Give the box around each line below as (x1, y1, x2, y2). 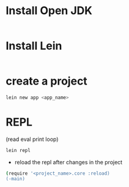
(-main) (6, 176, 26, 182)
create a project (6, 74, 88, 88)
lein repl (6, 147, 31, 153)
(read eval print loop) (6, 135, 59, 143)
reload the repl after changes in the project (14, 158, 123, 166)
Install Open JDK (6, 4, 93, 18)
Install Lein (6, 39, 62, 53)
